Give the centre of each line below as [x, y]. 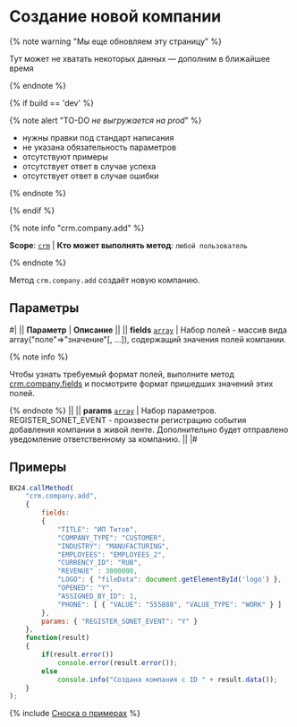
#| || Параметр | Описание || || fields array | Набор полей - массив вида [148, 330]
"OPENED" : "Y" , [85, 588]
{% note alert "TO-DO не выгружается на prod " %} [106, 120]
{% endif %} [32, 210]
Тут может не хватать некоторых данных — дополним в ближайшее [140, 58]
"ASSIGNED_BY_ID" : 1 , [98, 596]
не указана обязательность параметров [99, 147]
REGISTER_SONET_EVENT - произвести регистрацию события [128, 420]
